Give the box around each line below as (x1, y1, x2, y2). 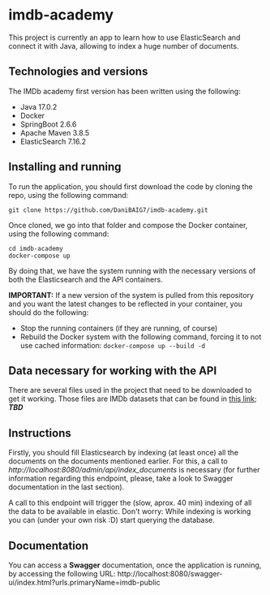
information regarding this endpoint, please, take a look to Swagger (8, 473, 234, 484)
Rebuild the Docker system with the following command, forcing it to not (19, 331, 262, 342)
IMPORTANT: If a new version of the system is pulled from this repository (8, 290, 254, 300)
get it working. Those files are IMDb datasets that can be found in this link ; (8, 394, 257, 403)
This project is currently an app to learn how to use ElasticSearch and (8, 32, 241, 42)
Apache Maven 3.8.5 (19, 127, 90, 137)
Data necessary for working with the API (8, 364, 217, 377)
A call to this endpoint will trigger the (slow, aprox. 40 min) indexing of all (8, 498, 252, 508)
